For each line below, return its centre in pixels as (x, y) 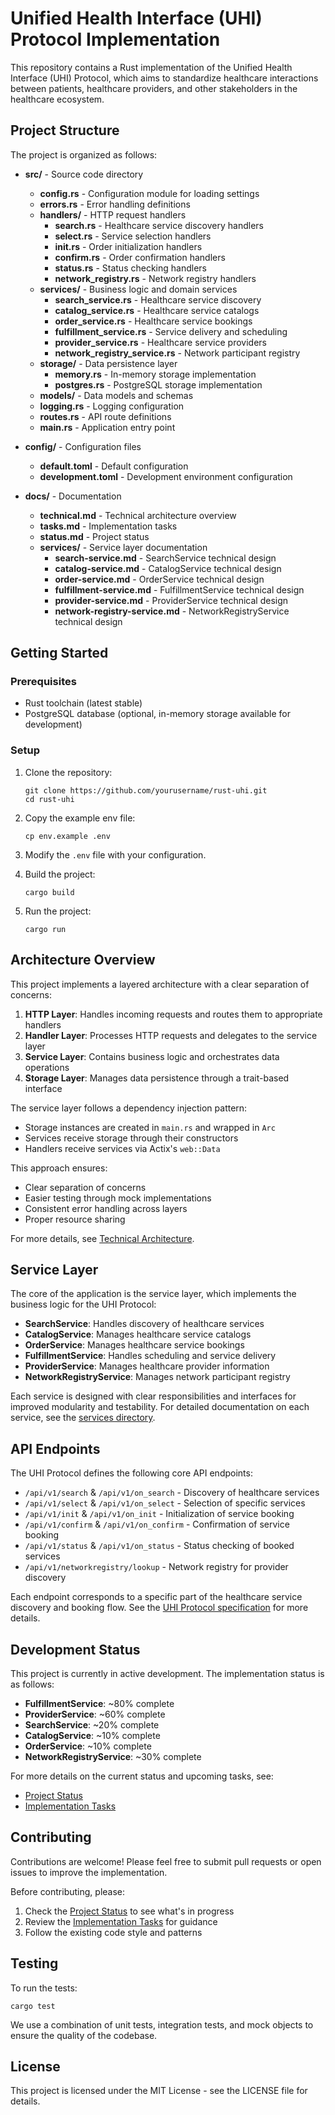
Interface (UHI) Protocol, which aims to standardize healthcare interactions (164, 78)
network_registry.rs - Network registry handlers (155, 278)
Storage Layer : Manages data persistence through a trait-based (157, 1078)
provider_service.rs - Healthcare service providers (160, 342)
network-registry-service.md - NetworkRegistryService (172, 611)
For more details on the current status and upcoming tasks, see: (142, 1776)
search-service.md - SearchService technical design (165, 558)
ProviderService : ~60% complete (95, 1714)
